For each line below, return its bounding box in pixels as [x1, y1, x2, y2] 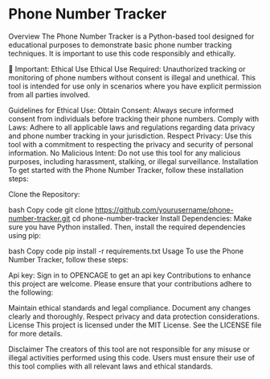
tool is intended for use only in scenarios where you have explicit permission [8, 81, 262, 91]
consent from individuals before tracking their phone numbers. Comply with [8, 113, 260, 123]
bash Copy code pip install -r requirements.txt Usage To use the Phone [8, 246, 243, 256]
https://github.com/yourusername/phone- [95, 204, 235, 214]
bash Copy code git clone [8, 204, 94, 214]
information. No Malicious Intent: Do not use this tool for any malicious [8, 148, 241, 158]
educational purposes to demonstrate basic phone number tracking [8, 39, 232, 49]
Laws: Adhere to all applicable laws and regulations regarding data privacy [8, 122, 256, 132]
